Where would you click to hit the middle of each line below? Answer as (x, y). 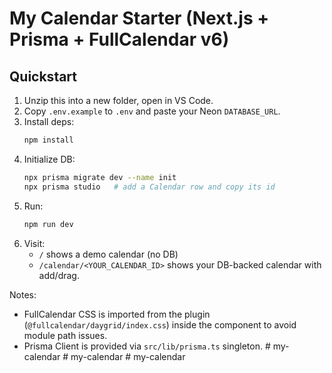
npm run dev (48, 224)
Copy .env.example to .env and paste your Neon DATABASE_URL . (152, 111)
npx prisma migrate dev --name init (100, 177)
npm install (48, 140)
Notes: (23, 294)
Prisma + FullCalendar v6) (119, 39)
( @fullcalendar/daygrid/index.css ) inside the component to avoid (160, 324)
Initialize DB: (49, 159)
